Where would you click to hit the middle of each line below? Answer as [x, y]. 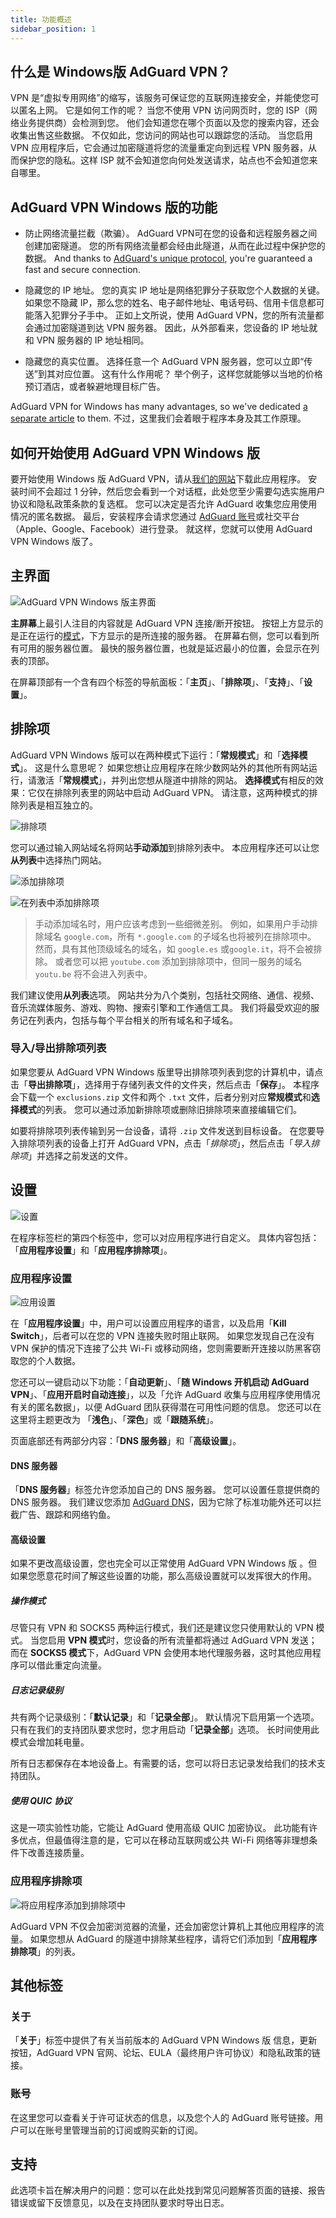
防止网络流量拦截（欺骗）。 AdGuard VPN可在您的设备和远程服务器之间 [171, 233]
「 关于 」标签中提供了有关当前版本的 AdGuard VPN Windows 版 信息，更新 [164, 2040]
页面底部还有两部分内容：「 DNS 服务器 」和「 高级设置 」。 [126, 1440]
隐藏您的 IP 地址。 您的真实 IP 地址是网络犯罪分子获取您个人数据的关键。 [174, 290]
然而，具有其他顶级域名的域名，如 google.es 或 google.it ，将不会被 [174, 948]
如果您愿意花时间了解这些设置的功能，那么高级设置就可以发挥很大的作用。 [163, 1576]
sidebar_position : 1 [53, 29]
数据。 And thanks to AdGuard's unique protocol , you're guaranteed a [168, 258]
